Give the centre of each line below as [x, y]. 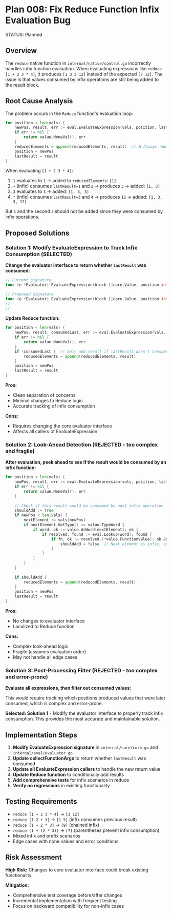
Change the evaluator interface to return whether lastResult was [76, 265]
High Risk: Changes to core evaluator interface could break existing [77, 870]
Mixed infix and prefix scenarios [47, 835]
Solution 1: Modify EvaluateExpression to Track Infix [71, 247]
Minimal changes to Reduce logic [48, 401]
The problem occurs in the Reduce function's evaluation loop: [69, 113]
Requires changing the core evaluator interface [62, 426]
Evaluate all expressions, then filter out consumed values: [68, 688]
